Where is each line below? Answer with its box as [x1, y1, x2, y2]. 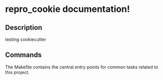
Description [5, 23, 42, 32]
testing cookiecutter [5, 36, 46, 42]
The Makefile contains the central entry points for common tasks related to [5, 64, 159, 70]
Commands [5, 51, 42, 59]
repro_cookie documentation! [5, 3, 130, 15]
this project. [5, 69, 30, 75]
